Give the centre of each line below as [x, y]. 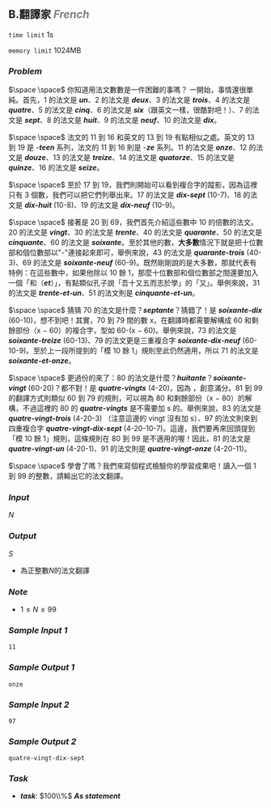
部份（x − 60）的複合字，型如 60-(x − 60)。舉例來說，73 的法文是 [126, 331]
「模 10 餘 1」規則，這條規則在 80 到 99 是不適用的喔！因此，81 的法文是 [129, 438]
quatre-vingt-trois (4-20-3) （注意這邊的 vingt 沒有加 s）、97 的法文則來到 [133, 418]
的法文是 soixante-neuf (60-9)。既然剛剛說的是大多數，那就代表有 [145, 263]
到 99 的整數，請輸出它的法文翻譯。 [68, 476]
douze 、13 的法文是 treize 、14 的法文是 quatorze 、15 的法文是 [129, 158]
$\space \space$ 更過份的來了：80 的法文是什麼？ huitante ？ [111, 378]
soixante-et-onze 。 [42, 361]
